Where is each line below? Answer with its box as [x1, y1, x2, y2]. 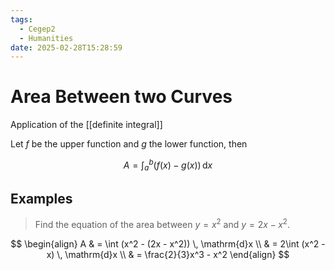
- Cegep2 [19, 24, 56, 34]
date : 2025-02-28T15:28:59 [10, 42, 123, 53]
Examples [10, 191, 73, 208]
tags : [10, 14, 33, 25]
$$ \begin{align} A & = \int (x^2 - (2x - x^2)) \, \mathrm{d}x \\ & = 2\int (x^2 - [10, 238, 326, 250]
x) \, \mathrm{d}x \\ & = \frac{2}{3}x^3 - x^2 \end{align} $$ [46, 249, 290, 261]
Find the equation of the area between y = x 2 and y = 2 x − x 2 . [34, 217, 290, 231]
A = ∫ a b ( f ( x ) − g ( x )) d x [123, 157, 213, 173]
